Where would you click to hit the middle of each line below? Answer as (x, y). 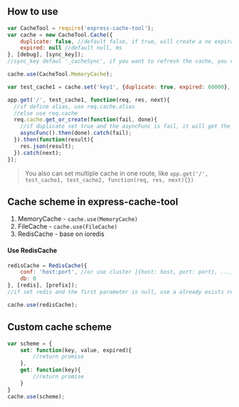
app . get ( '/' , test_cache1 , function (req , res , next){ (89, 100)
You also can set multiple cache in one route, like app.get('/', (116, 173)
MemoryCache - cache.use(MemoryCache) (78, 219)
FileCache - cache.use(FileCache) (68, 227)
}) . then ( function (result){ (54, 140)
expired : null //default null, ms (71, 48)
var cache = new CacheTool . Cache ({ (60, 35)
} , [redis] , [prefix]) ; (43, 285)
